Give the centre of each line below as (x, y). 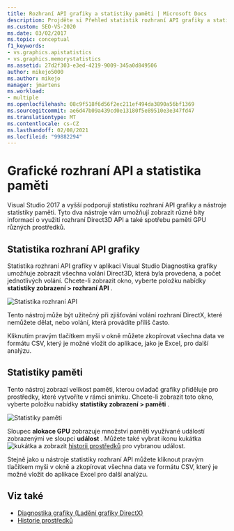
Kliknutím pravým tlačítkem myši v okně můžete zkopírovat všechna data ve (116, 336)
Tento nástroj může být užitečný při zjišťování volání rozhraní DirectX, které (115, 315)
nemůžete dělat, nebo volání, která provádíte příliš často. (88, 322)
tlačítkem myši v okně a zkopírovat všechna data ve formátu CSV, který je (112, 466)
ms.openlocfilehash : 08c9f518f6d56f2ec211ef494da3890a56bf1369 (101, 104)
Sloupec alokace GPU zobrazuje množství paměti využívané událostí (106, 431)
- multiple (23, 98)
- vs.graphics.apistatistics (49, 53)
